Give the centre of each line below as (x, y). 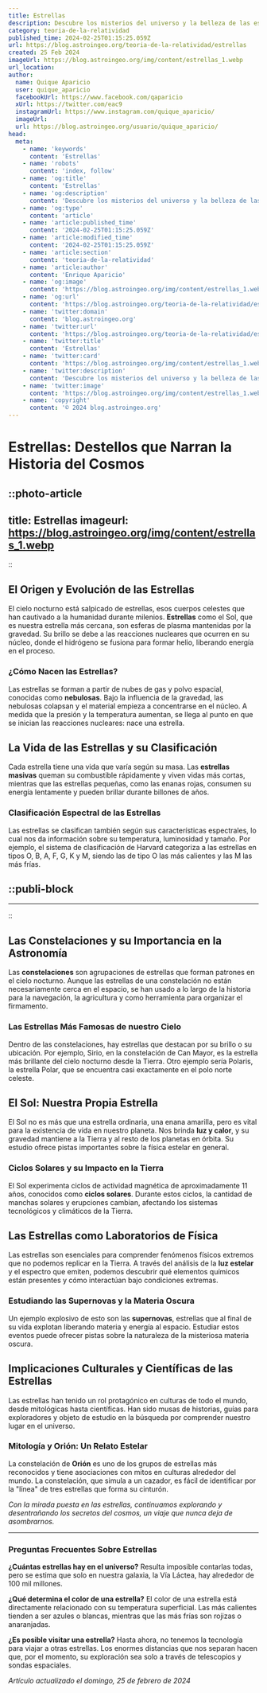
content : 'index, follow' (72, 171)
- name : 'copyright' (56, 400)
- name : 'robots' (51, 164)
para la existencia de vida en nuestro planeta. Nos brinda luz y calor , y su (129, 1130)
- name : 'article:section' (67, 252)
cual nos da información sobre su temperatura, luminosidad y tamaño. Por (130, 839)
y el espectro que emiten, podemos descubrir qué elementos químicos (124, 1272)
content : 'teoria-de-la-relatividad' (92, 259)
